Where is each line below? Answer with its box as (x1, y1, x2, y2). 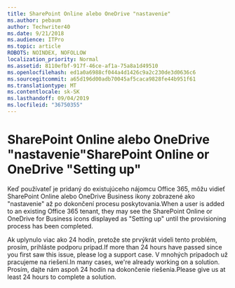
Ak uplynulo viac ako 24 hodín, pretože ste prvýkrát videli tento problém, (7, 235, 217, 244)
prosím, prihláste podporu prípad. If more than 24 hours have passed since (7, 242, 222, 251)
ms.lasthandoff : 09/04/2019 (7, 95, 90, 102)
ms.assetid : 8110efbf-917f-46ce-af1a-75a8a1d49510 (7, 62, 159, 69)
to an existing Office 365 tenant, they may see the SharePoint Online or (7, 207, 213, 215)
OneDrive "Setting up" (7, 162, 142, 177)
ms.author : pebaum (7, 17, 61, 24)
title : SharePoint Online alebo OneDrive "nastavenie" (7, 10, 171, 18)
